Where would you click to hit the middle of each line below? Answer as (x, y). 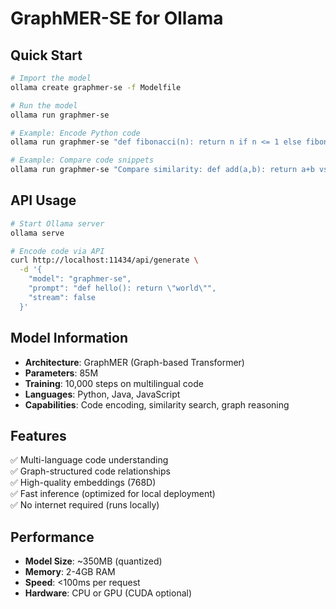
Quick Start (46, 55)
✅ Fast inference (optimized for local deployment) (113, 494)
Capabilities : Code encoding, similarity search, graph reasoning (157, 404)
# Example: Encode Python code (75, 133)
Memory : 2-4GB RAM (70, 572)
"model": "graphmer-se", (80, 279)
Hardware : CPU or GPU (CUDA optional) (108, 593)
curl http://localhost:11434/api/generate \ (104, 260)
